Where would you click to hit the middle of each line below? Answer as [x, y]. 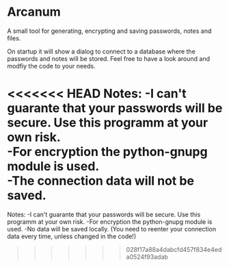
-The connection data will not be [101, 181]
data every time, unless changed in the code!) [72, 236]
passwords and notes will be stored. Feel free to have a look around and [109, 58]
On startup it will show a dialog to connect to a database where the [102, 51]
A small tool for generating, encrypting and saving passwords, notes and [109, 31]
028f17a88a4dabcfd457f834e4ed [174, 249]
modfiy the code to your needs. [51, 66]
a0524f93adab [147, 257]
